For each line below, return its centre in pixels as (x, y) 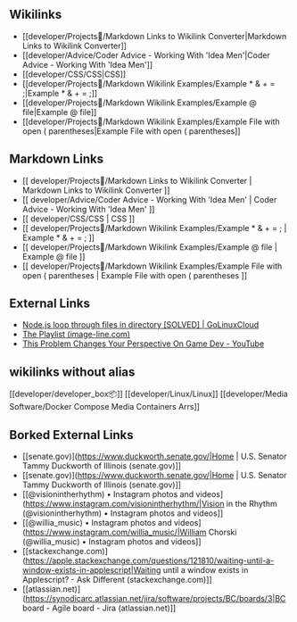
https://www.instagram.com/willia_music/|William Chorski (131, 532)
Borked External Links (71, 435)
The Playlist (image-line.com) (76, 335)
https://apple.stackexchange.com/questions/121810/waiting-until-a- (150, 560)
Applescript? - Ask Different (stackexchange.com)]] (117, 580)
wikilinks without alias (72, 372)
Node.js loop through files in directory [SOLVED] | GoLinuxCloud (140, 325)
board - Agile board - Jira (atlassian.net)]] (99, 608)
